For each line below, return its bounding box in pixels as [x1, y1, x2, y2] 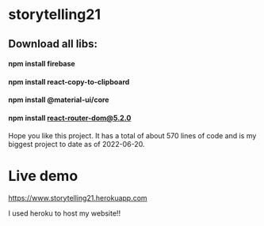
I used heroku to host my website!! [8, 208, 121, 218]
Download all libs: [8, 37, 98, 51]
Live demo [8, 167, 78, 185]
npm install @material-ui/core [8, 95, 109, 104]
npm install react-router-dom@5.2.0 [8, 113, 132, 122]
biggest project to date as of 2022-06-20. [8, 139, 145, 149]
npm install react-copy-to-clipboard [8, 77, 130, 86]
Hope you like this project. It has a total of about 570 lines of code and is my [8, 130, 257, 140]
